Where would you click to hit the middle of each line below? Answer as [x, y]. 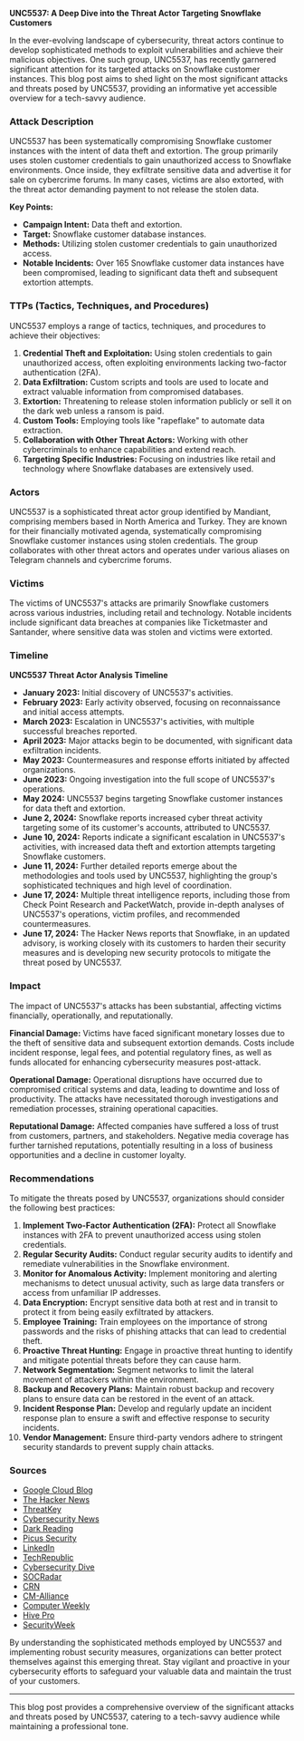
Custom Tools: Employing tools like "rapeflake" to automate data [143, 420]
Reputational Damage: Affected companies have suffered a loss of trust [144, 1126]
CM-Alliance [46, 1596]
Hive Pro [38, 1615]
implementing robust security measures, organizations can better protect [146, 1652]
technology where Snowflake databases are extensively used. [138, 468]
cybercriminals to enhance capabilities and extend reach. [129, 449]
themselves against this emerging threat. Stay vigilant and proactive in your [150, 1662]
